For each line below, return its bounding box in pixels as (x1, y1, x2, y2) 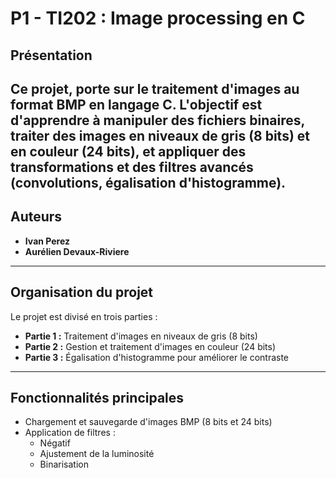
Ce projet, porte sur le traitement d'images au (10, 80, 300, 97)
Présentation (10, 47, 93, 64)
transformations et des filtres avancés (10, 158, 254, 176)
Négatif (39, 437, 71, 449)
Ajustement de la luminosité (39, 448, 155, 460)
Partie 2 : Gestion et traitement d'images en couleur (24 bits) (24, 340, 277, 352)
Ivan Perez (24, 235, 71, 247)
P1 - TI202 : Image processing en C (10, 7, 306, 30)
